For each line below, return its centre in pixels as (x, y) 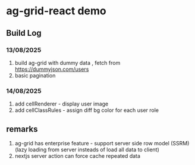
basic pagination (35, 75)
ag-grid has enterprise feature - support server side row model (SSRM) (102, 143)
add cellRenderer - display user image (62, 104)
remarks (22, 129)
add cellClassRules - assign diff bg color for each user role (87, 110)
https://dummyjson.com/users (52, 69)
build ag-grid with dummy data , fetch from (67, 63)
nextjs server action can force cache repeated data (78, 155)
